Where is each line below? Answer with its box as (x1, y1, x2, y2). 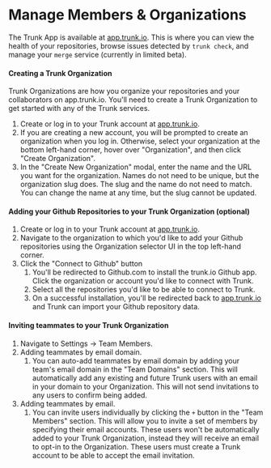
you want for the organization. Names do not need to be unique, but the (19, 171, 260, 181)
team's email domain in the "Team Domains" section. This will (32, 364, 239, 374)
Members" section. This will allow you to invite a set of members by (32, 415, 258, 426)
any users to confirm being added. (32, 390, 148, 400)
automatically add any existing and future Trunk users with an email (32, 372, 258, 382)
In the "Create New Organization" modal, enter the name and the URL (19, 162, 252, 172)
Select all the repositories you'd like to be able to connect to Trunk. (32, 285, 256, 295)
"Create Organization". (19, 154, 95, 164)
